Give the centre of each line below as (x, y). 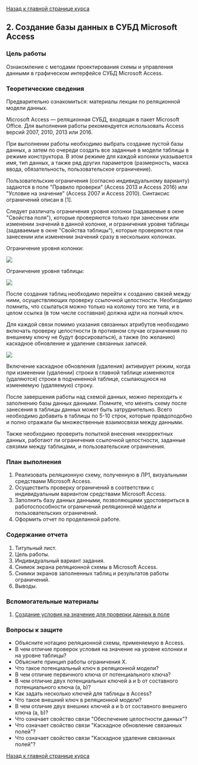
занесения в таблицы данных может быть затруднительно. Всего (89, 409)
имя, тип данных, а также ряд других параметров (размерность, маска (98, 162)
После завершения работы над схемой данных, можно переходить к (94, 397)
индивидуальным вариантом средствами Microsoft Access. (90, 494)
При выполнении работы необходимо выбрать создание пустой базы (95, 143)
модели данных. (27, 107)
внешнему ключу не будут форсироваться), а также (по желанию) (91, 337)
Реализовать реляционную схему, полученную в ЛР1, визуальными (101, 475)
